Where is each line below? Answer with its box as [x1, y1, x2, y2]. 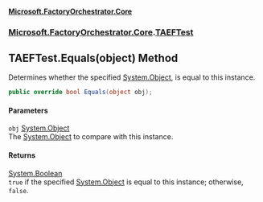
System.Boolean [8, 168, 63, 178]
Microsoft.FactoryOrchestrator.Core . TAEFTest [8, 27, 194, 38]
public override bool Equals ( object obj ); [8, 89, 153, 97]
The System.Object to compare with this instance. [8, 132, 174, 142]
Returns [8, 150, 36, 160]
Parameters [8, 105, 48, 115]
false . [8, 185, 29, 195]
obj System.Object [8, 123, 70, 133]
